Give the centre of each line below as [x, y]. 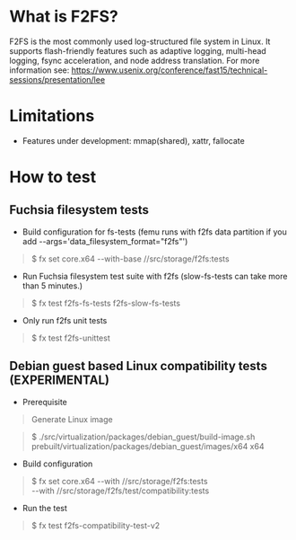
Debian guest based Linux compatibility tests [138, 366]
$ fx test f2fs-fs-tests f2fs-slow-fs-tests [106, 303]
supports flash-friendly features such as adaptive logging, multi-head [138, 50]
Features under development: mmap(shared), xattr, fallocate [133, 140]
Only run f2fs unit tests [65, 320]
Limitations [52, 116]
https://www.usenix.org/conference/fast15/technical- [170, 70]
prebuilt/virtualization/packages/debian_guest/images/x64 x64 [148, 446]
